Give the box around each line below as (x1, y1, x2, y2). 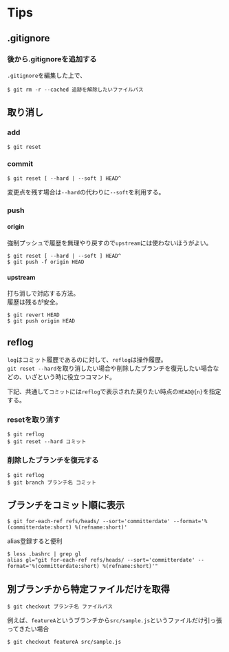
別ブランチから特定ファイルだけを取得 (7, 583, 170, 595)
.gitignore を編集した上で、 (7, 71, 87, 79)
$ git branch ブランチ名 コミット (7, 479, 97, 486)
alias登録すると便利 (7, 537, 63, 545)
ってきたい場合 (7, 625, 50, 633)
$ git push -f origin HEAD (7, 258, 85, 265)
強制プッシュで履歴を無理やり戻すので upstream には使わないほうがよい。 (7, 238, 212, 247)
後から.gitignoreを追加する (7, 54, 98, 63)
